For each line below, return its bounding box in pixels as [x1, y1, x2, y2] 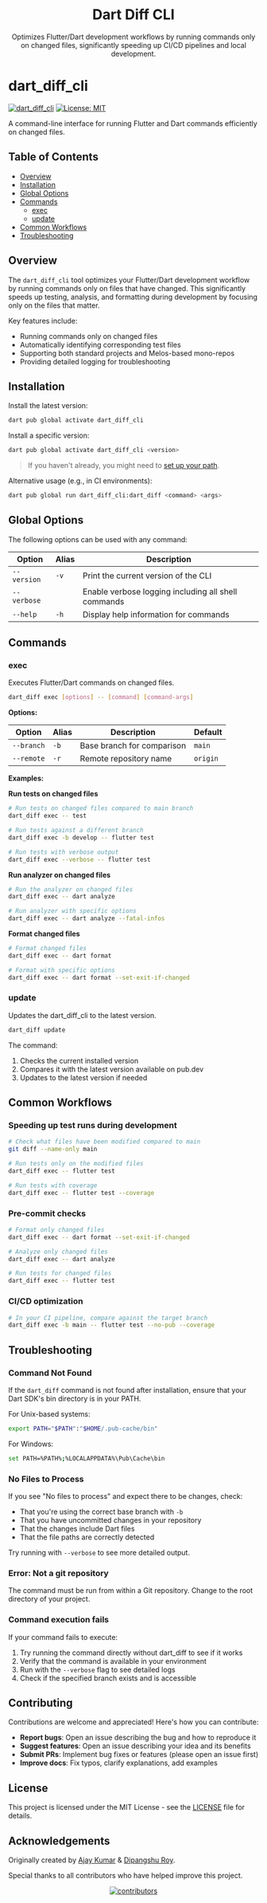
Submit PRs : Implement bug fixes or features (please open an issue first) [19, 1750, 259, 1759]
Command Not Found [8, 1367, 93, 1378]
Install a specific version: [8, 431, 90, 440]
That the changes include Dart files [19, 1524, 135, 1533]
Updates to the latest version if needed [19, 1072, 148, 1082]
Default [193, 727, 222, 738]
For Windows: [8, 1439, 54, 1449]
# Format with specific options [8, 966, 115, 974]
